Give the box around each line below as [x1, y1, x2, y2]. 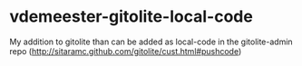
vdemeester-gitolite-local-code [9, 6, 254, 27]
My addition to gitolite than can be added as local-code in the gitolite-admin [9, 36, 293, 47]
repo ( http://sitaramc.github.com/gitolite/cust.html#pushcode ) [9, 45, 242, 56]
